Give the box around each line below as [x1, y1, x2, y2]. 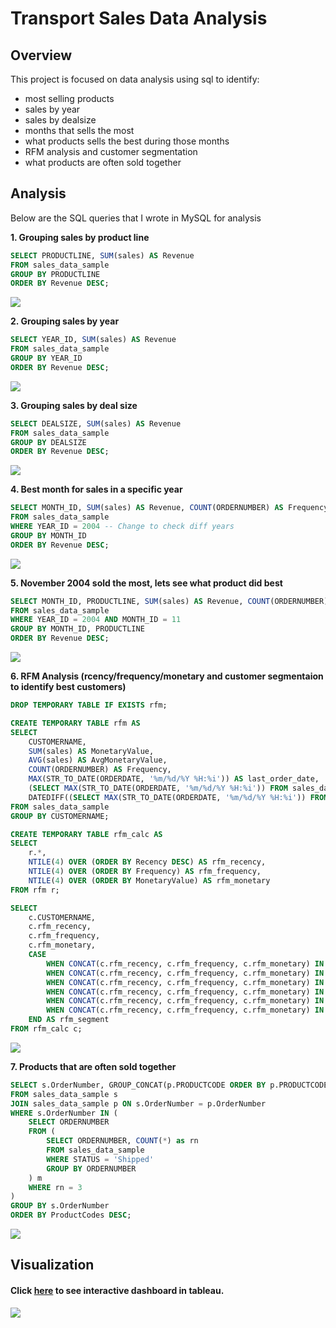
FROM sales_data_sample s [10, 1089, 118, 1099]
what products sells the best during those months [24, 135, 230, 147]
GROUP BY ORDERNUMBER [46, 1163, 137, 1174]
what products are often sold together [24, 157, 182, 168]
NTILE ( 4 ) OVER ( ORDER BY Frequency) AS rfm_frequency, [28, 867, 262, 877]
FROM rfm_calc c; [10, 1024, 83, 1034]
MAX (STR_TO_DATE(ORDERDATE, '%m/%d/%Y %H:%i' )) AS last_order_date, [28, 774, 320, 784]
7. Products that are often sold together [10, 1060, 177, 1072]
